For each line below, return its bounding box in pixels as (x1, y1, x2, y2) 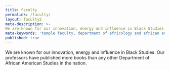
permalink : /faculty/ (5, 12, 51, 17)
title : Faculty (5, 7, 37, 13)
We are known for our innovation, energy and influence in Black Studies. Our (5, 49, 165, 55)
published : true (5, 36, 39, 41)
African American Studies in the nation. (5, 60, 87, 66)
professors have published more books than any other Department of (5, 54, 150, 60)
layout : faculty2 (5, 17, 42, 22)
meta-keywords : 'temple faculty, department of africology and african (5, 31, 159, 36)
